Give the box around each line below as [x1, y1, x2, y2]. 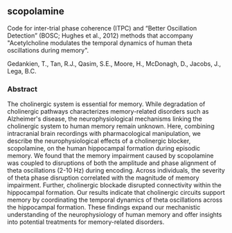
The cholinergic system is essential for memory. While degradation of [7, 100, 206, 108]
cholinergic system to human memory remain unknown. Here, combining [7, 122, 215, 130]
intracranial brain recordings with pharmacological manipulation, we [7, 130, 201, 138]
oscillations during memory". [7, 46, 89, 54]
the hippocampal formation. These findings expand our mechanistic [7, 203, 201, 212]
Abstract [7, 84, 38, 94]
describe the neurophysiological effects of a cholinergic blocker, [7, 137, 191, 145]
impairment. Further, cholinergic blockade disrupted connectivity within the [7, 181, 222, 189]
